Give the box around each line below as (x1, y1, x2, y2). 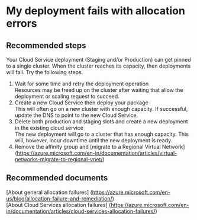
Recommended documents (6, 173, 108, 183)
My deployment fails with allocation (6, 4, 185, 18)
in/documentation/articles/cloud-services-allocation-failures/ (6, 208, 156, 215)
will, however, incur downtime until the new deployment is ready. (14, 137, 173, 144)
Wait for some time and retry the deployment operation (14, 80, 149, 87)
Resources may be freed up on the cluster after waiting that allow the (14, 87, 183, 93)
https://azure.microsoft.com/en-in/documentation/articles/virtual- (17, 149, 177, 157)
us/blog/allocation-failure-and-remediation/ (6, 195, 112, 202)
